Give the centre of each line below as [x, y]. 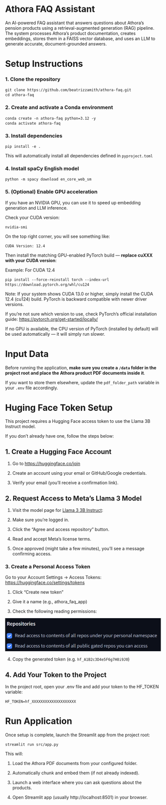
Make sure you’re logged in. [41, 520]
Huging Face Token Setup [59, 408]
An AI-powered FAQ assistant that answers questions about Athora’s [75, 23]
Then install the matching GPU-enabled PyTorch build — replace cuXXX [79, 255]
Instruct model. [21, 427]
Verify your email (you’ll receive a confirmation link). [65, 483]
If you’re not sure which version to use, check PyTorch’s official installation [81, 314]
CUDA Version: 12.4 [25, 246]
